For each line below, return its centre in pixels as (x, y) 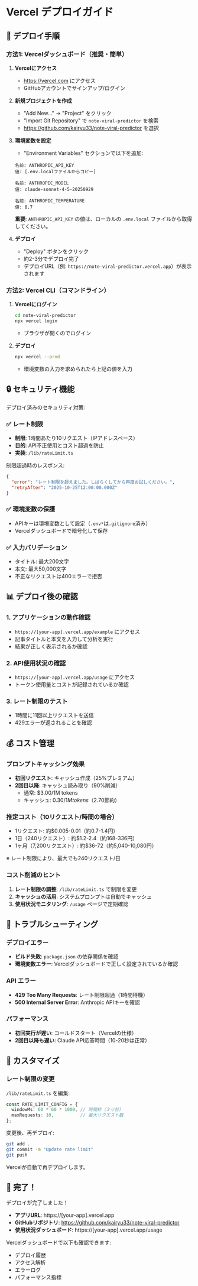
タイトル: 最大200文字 (42, 561)
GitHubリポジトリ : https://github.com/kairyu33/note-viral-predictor (97, 1223)
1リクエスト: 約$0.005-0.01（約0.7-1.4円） (66, 831)
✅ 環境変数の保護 (31, 509)
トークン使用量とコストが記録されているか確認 (72, 684)
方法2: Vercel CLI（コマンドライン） (58, 290)
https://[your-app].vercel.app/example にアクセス (77, 631)
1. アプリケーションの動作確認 (48, 617)
